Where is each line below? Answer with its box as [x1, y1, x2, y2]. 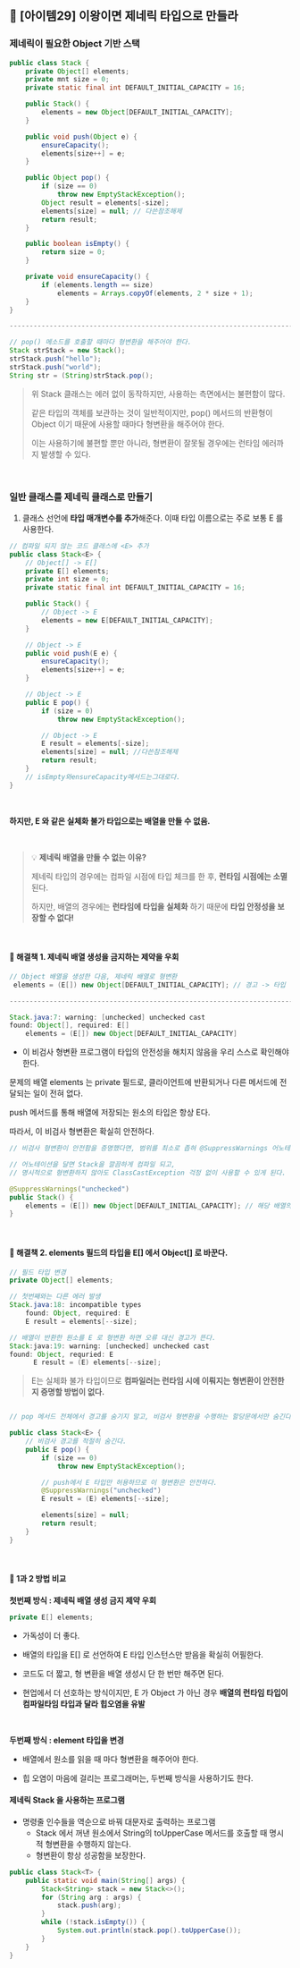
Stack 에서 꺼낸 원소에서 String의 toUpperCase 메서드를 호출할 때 [35, 1828, 268, 1838]
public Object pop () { [25, 174, 110, 182]
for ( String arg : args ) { [41, 1893, 142, 1902]
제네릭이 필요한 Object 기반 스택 [9, 38, 140, 50]
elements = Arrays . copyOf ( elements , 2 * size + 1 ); [56, 289, 254, 298]
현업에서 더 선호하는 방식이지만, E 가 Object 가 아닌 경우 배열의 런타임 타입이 [21, 1687, 288, 1698]
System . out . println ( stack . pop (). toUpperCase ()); [56, 1926, 242, 1935]
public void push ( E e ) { [25, 649, 118, 657]
